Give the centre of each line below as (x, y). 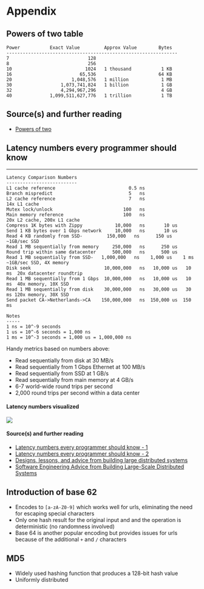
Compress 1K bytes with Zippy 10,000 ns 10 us (92, 225)
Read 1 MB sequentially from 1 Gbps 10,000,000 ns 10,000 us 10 (99, 278)
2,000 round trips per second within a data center (77, 393)
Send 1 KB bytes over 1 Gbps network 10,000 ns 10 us (92, 231)
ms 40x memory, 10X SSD (38, 284)
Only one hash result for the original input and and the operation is (98, 520)
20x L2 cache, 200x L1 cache (43, 220)
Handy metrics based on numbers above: (58, 348)
